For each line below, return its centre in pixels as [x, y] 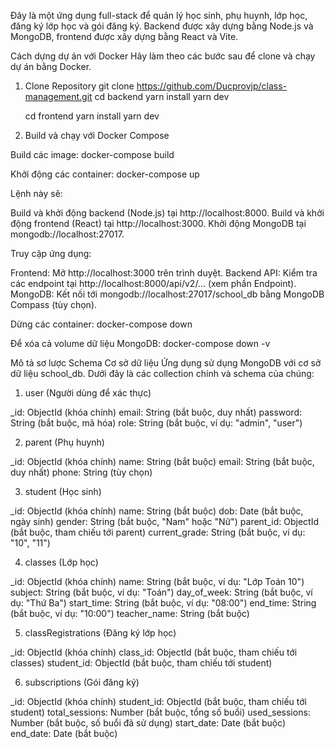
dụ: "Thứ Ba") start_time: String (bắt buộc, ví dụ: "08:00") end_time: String [163, 603]
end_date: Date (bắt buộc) [64, 733]
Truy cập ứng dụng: [51, 253]
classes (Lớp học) [61, 562]
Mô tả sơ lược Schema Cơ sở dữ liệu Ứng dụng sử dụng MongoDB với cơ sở [166, 363]
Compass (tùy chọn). [54, 304]
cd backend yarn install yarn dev [162, 96]
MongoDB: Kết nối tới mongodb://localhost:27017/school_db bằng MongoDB [167, 294]
